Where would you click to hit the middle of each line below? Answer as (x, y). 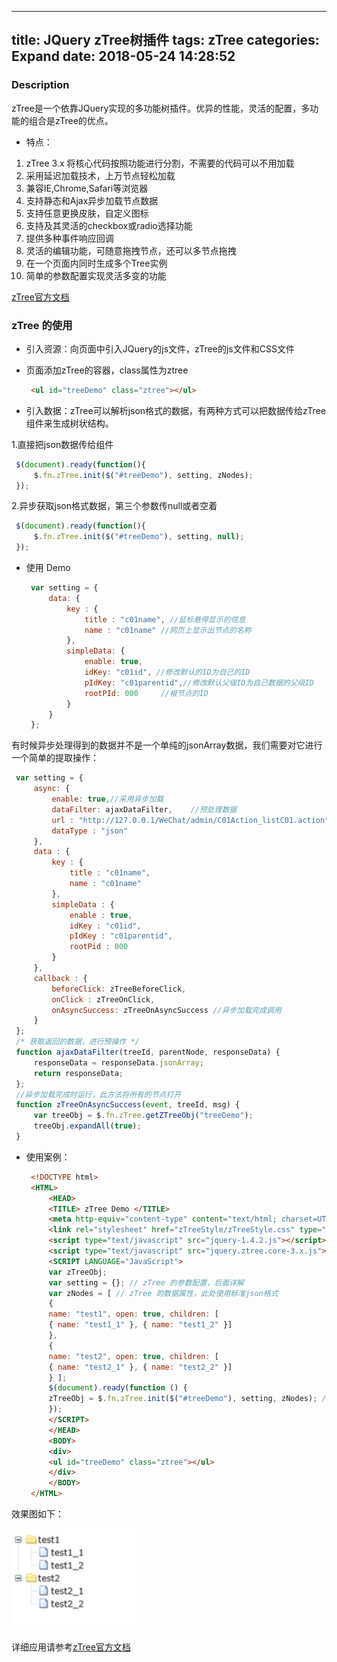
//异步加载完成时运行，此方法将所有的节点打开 (98, 1094)
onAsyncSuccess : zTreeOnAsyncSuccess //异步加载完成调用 (166, 1010)
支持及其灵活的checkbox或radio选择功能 (109, 225)
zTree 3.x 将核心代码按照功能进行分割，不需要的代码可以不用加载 (160, 163)
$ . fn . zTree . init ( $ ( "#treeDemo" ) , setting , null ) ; (139, 537)
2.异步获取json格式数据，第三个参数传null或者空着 (114, 506)
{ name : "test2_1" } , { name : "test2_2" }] (140, 1367)
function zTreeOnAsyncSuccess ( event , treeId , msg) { (128, 1105)
